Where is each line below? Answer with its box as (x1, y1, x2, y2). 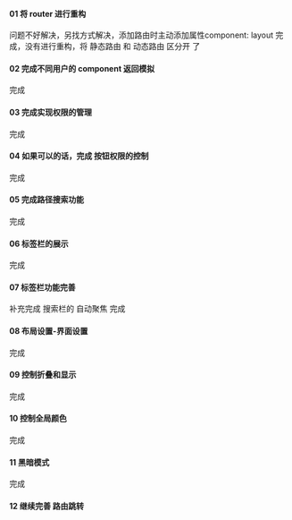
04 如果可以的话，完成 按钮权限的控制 (9, 150, 149, 161)
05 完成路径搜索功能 (9, 194, 85, 205)
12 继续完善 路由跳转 (9, 500, 85, 511)
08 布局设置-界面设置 (9, 326, 88, 337)
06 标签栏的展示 (9, 238, 69, 249)
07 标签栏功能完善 (9, 282, 76, 293)
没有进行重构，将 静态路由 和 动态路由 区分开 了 (24, 41, 201, 52)
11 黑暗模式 (9, 456, 50, 467)
